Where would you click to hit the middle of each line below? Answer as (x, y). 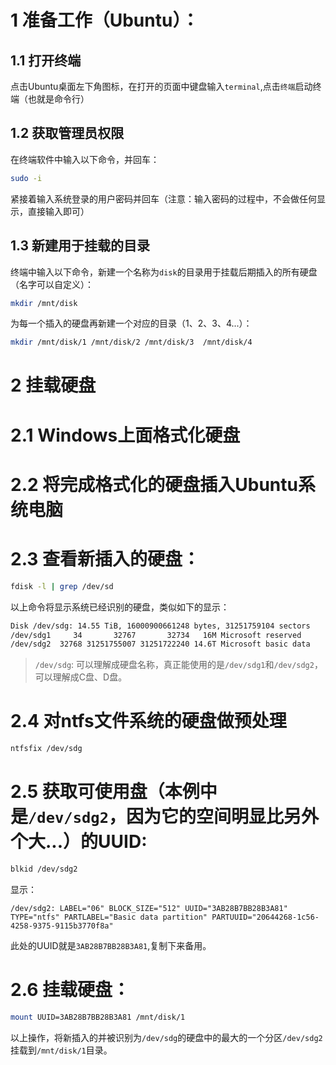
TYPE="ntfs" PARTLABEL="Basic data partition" (109, 917)
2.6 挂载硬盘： (70, 990)
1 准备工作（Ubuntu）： (105, 20)
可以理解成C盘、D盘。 (81, 677)
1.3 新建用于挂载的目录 (80, 246)
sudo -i (26, 178)
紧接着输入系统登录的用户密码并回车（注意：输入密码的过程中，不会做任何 (163, 198)
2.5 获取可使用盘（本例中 (114, 792)
